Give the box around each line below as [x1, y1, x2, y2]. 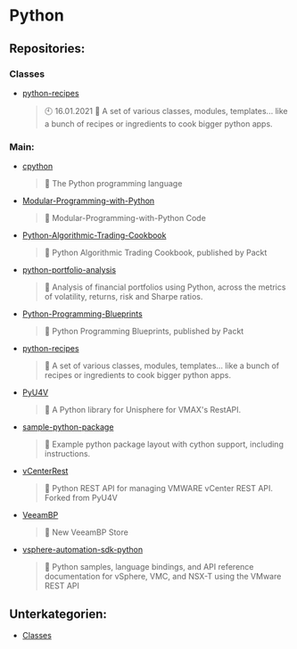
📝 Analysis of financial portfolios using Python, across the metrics [44, 282, 286, 292]
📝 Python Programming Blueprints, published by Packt [44, 326, 244, 337]
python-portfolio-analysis [21, 265, 117, 275]
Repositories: [9, 41, 86, 56]
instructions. [44, 448, 91, 459]
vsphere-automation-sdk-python [21, 545, 144, 555]
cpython [21, 161, 54, 172]
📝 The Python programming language [44, 178, 183, 189]
